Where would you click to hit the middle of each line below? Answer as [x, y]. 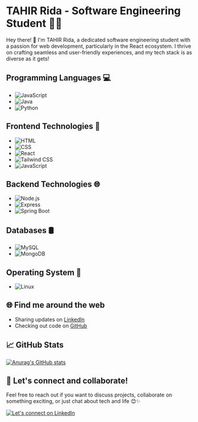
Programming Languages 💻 [59, 78]
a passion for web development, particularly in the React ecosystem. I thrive [99, 46]
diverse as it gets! [28, 59]
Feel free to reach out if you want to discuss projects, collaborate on [89, 395]
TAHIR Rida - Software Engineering [94, 11]
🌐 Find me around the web [56, 305]
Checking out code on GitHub [51, 326]
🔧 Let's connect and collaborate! [67, 381]
